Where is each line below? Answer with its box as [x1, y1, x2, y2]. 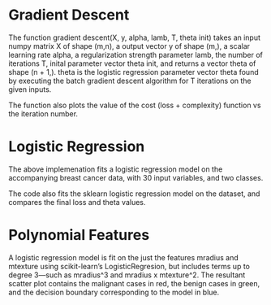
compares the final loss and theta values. [8, 197, 146, 207]
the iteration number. [8, 108, 79, 119]
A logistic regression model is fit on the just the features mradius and [8, 252, 239, 262]
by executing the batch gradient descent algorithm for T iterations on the [8, 76, 252, 85]
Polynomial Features [8, 226, 150, 245]
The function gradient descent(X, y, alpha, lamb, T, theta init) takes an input [8, 33, 261, 42]
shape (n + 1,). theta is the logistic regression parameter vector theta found [8, 67, 259, 76]
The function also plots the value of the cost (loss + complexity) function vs [8, 100, 261, 110]
